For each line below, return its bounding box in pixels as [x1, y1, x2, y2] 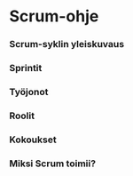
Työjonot [9, 85, 49, 98]
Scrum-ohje [9, 6, 99, 27]
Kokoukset [9, 133, 57, 146]
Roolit [9, 109, 35, 122]
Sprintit [9, 62, 43, 75]
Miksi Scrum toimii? [9, 157, 96, 170]
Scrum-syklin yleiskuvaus [9, 38, 125, 51]
